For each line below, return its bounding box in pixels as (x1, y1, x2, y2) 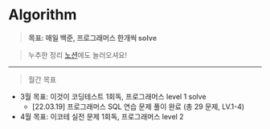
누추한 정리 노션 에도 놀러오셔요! (27, 50, 127, 59)
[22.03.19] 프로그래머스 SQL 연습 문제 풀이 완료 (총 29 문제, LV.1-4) (31, 102, 245, 111)
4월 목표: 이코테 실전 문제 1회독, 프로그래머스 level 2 (19, 111, 184, 121)
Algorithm (8, 6, 77, 24)
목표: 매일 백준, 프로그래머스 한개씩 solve (27, 33, 157, 42)
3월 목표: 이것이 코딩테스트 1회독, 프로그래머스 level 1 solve (19, 91, 207, 101)
